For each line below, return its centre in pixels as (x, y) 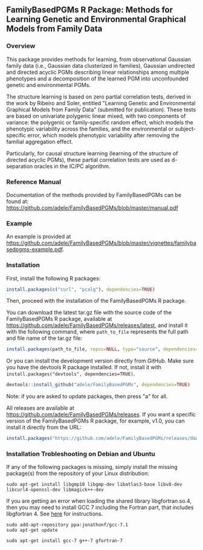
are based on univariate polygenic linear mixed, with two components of (96, 116)
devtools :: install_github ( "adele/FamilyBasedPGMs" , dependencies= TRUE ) (98, 385)
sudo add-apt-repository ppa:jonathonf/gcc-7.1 (67, 525)
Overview (21, 46)
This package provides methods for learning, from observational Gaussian (99, 59)
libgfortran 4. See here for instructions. (55, 514)
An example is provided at (39, 237)
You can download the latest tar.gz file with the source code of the (89, 312)
